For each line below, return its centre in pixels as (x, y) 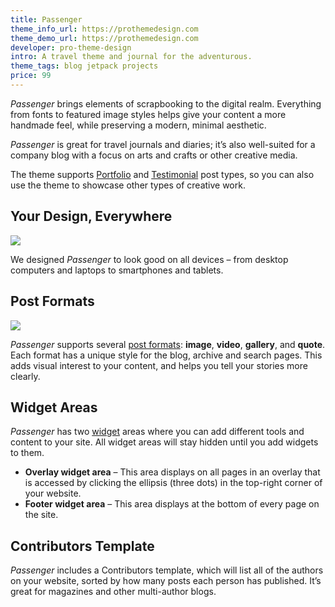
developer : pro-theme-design (71, 47)
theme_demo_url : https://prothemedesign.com (104, 38)
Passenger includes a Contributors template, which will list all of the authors (167, 570)
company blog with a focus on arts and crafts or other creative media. (154, 155)
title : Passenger (46, 19)
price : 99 (31, 76)
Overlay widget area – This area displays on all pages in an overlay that (172, 472)
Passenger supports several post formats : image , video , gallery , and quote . (168, 344)
